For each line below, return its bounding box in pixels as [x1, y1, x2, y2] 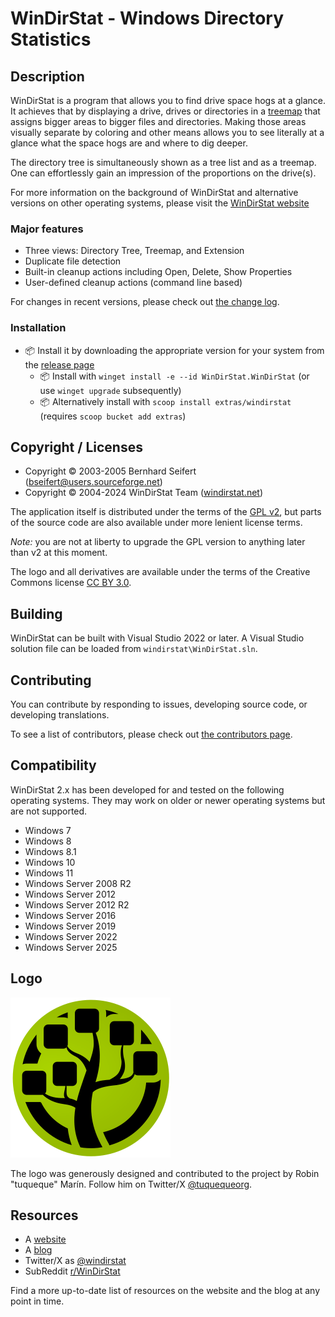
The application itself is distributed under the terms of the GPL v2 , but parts [10, 506, 322, 518]
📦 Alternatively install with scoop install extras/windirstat [39, 395, 292, 407]
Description [10, 68, 85, 85]
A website [24, 1233, 67, 1246]
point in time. [10, 1295, 65, 1307]
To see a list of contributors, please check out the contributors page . [10, 728, 293, 741]
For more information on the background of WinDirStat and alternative [10, 187, 299, 198]
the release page [24, 358, 95, 371]
